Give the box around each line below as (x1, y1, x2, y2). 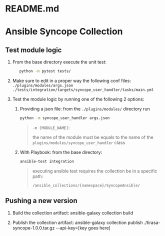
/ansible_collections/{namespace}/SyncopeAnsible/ (32, 183, 140, 188)
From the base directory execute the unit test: (12, 59, 106, 65)
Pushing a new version (5, 196, 77, 205)
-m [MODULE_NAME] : (32, 124, 70, 130)
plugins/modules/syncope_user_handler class (32, 139, 125, 145)
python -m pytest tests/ (19, 68, 71, 74)
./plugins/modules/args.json (12, 83, 73, 88)
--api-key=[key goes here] (55, 224, 111, 230)
